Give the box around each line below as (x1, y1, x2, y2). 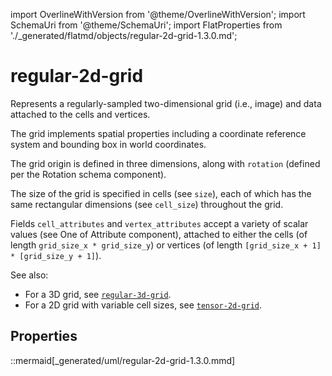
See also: (10, 269, 49, 281)
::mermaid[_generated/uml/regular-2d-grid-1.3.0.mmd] (10, 354, 236, 366)
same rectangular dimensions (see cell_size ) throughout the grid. (10, 198, 284, 210)
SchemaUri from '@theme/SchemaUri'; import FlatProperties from (10, 19, 283, 31)
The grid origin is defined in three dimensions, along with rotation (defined (10, 157, 321, 169)
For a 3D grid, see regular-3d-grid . (24, 288, 172, 300)
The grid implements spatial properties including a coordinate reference (10, 127, 307, 139)
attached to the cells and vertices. (10, 108, 151, 120)
